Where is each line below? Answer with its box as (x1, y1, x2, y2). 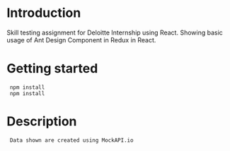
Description (6, 114, 77, 130)
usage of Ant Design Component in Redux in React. (6, 35, 156, 44)
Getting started (6, 61, 98, 77)
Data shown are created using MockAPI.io (9, 136, 134, 144)
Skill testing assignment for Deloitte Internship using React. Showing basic (6, 28, 224, 37)
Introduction (6, 5, 81, 21)
